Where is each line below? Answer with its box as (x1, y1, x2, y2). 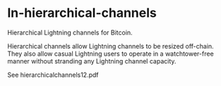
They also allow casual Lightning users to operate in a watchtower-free (7, 49, 214, 58)
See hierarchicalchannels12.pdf (7, 70, 99, 79)
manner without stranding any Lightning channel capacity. (7, 56, 177, 65)
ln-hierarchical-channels (7, 5, 157, 21)
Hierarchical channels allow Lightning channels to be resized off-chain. (7, 42, 214, 50)
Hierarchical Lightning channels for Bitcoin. (7, 28, 133, 37)
